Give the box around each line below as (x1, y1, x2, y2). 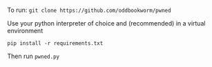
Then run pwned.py (7, 52, 60, 60)
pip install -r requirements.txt (7, 40, 104, 47)
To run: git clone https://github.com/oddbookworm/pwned (7, 6, 171, 14)
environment (7, 27, 44, 35)
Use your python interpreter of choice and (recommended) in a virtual (7, 19, 206, 27)
